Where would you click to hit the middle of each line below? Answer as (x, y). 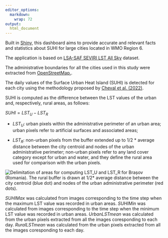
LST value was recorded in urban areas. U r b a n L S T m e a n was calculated (79, 214)
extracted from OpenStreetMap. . (39, 73)
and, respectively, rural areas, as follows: (47, 103)
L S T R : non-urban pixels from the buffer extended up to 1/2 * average (83, 140)
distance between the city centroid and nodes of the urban (73, 147)
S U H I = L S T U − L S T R (27, 113)
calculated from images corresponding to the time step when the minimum (82, 208)
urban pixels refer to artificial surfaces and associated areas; (75, 130)
